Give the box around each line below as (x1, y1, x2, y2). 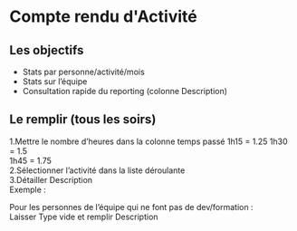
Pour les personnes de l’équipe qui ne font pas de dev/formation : (9, 201, 254, 212)
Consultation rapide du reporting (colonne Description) (22, 86, 228, 96)
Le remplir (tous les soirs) (9, 111, 157, 128)
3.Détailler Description (9, 174, 93, 185)
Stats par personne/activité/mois (22, 66, 145, 77)
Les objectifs (9, 43, 84, 58)
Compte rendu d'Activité (9, 6, 197, 27)
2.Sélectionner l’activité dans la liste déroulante (9, 165, 186, 176)
